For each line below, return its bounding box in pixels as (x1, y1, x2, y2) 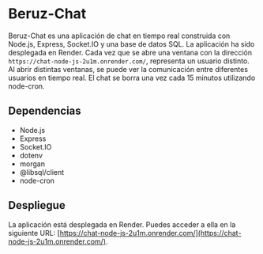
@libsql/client (19, 167, 65, 176)
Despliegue (8, 199, 66, 212)
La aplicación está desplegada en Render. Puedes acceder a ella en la (8, 219, 236, 229)
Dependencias (8, 104, 81, 118)
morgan (19, 159, 46, 169)
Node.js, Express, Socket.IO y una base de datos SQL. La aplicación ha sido (8, 39, 255, 48)
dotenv (19, 150, 43, 160)
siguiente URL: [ (8, 228, 61, 237)
